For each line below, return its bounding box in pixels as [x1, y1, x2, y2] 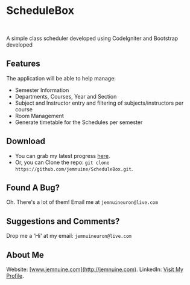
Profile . [6, 272, 24, 279]
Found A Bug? [6, 182, 60, 192]
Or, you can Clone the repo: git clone [14, 159, 110, 166]
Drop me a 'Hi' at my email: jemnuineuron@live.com [6, 232, 131, 240]
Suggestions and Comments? [6, 216, 120, 226]
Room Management [14, 112, 65, 119]
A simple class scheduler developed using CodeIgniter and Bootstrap [6, 34, 179, 42]
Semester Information [14, 86, 69, 94]
